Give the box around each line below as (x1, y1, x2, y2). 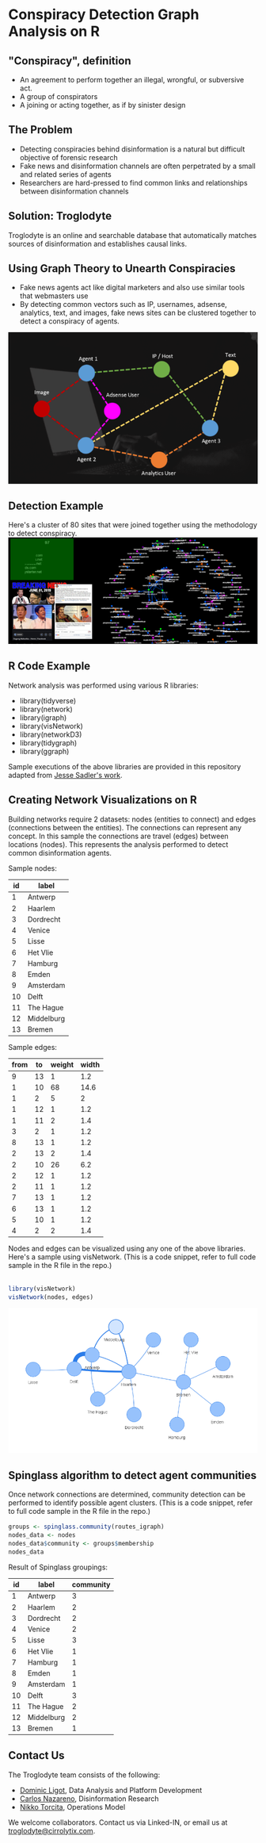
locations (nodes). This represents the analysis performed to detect (8, 839, 229, 849)
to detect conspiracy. (8, 529, 78, 538)
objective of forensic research (19, 152, 118, 162)
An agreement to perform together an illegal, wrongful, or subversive (19, 75, 245, 84)
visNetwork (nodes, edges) (8, 1293, 93, 1301)
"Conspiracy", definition (8, 54, 131, 67)
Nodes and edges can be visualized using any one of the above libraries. (8, 1243, 246, 1253)
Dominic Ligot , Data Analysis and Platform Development (19, 1785, 203, 1795)
